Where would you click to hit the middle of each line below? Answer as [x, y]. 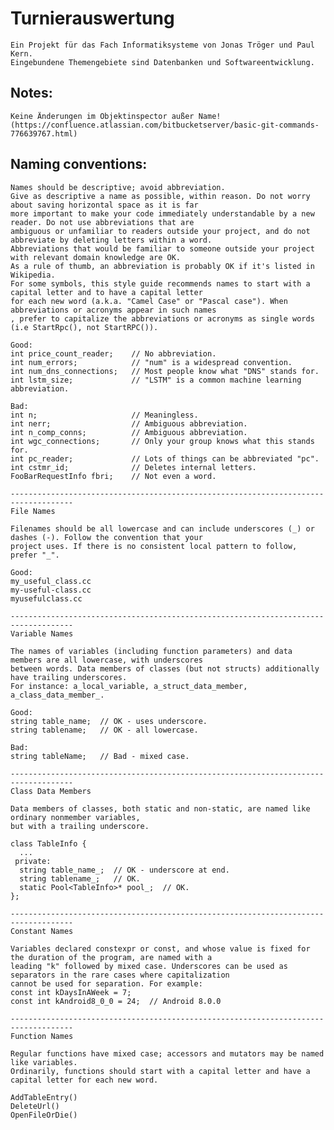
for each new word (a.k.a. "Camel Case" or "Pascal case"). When [149, 301]
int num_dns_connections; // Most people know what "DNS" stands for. [165, 371]
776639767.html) [44, 133]
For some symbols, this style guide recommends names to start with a [160, 283]
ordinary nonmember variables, [75, 817]
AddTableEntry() [44, 1097]
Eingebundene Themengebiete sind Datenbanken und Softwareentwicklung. [162, 62]
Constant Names [42, 931]
